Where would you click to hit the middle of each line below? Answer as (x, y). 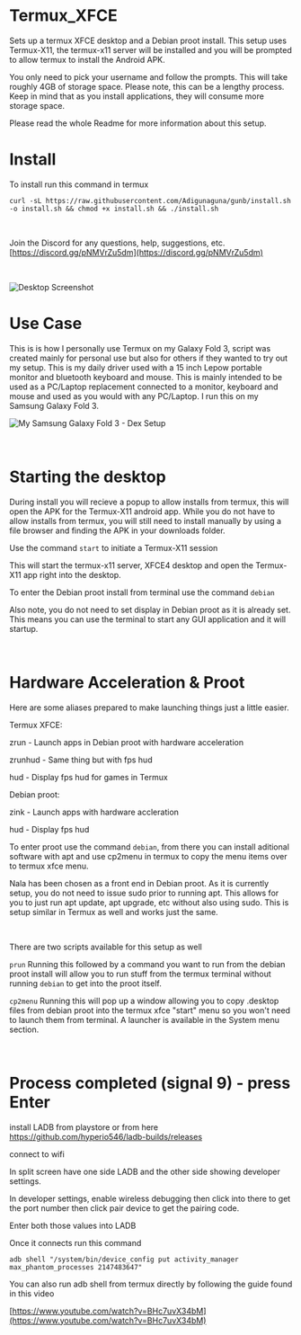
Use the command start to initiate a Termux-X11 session (114, 547)
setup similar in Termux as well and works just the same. (114, 912)
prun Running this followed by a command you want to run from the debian (147, 964)
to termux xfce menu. (49, 866)
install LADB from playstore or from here (84, 1127)
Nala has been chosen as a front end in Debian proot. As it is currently (139, 883)
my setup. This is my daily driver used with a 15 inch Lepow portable (136, 367)
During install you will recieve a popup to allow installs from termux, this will (149, 502)
